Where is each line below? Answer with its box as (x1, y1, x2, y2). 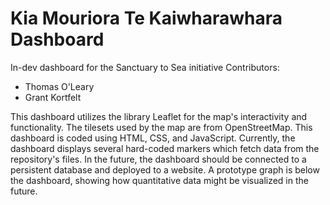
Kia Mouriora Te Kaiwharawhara (10, 7, 283, 30)
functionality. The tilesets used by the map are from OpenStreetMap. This (10, 121, 313, 133)
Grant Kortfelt (24, 91, 82, 103)
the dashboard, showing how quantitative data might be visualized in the (10, 174, 309, 186)
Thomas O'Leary (24, 80, 95, 92)
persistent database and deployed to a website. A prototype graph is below (10, 163, 320, 176)
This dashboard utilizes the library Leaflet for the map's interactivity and (10, 110, 308, 122)
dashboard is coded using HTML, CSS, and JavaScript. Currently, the (10, 132, 296, 144)
